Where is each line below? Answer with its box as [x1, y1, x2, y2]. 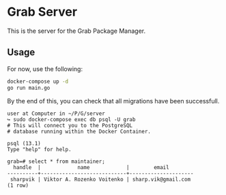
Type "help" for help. [7, 146, 72, 153]
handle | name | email [13, 164, 169, 171]
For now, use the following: [7, 64, 83, 73]
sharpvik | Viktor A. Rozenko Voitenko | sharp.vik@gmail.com [10, 176, 191, 183]
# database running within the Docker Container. [7, 128, 152, 135]
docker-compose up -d [7, 78, 69, 85]
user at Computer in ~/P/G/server [7, 110, 106, 117]
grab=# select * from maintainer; [7, 158, 106, 165]
